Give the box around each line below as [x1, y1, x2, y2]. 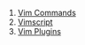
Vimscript [17, 17, 53, 27]
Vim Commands [17, 8, 77, 18]
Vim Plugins [17, 26, 62, 36]
